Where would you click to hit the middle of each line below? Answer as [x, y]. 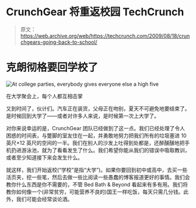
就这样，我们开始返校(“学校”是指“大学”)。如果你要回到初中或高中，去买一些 [97, 169]
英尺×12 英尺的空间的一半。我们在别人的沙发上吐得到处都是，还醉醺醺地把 [95, 143]
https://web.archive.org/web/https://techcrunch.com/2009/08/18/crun [105, 36]
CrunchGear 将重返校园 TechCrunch [95, 12]
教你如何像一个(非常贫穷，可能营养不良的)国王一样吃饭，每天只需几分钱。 [95, 192]
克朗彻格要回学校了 [52, 67]
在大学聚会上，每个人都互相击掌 [44, 96]
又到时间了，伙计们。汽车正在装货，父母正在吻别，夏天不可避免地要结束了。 [98, 108]
